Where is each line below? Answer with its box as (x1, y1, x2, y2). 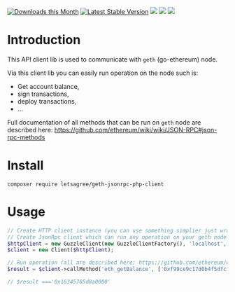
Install (7, 158, 44, 174)
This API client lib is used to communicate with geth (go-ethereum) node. (7, 55, 218, 63)
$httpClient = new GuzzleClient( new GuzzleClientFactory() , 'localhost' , (7, 240, 227, 247)
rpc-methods (7, 133, 45, 141)
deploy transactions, (17, 97, 77, 105)
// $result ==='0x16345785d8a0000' (7, 279, 111, 286)
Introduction (7, 32, 81, 48)
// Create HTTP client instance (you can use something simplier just (7, 227, 218, 234)
